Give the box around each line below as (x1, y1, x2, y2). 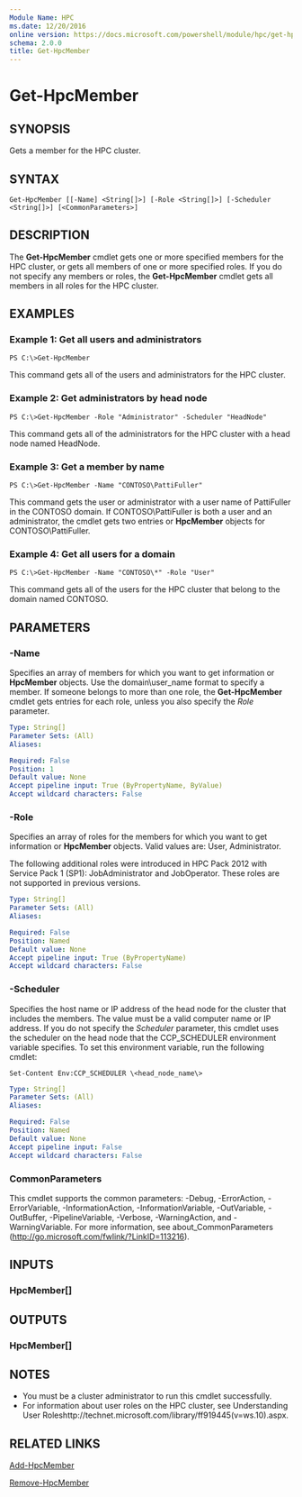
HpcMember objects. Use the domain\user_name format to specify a (9, 677, 265, 688)
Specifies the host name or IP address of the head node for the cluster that (9, 1003, 287, 1014)
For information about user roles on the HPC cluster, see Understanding (22, 1401, 289, 1411)
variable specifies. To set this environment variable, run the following (9, 1042, 265, 1053)
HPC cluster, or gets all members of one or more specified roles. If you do (9, 260, 283, 271)
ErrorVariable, (9, 1202, 61, 1213)
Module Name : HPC (9, 13, 75, 23)
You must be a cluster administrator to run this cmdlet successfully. (22, 1391, 272, 1401)
